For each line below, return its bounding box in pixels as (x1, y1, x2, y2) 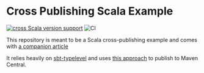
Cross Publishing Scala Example (6, 4, 173, 18)
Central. (6, 61, 26, 68)
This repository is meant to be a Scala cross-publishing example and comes (6, 36, 197, 43)
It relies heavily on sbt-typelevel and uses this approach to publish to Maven (6, 54, 199, 61)
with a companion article (6, 43, 68, 50)
